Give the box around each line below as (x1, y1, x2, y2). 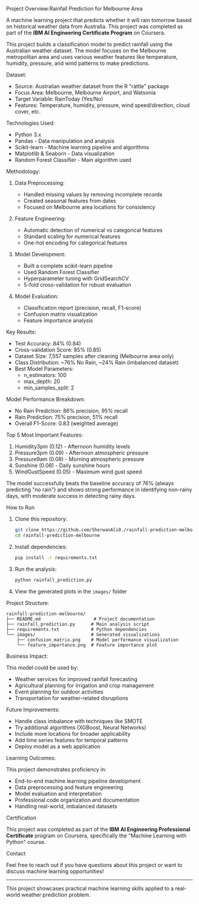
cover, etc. (14, 108, 41, 115)
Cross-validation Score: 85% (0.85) (14, 346, 102, 353)
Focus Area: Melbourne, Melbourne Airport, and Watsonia (14, 89, 156, 96)
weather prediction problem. (21, 891, 91, 898)
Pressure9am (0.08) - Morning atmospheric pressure (14, 456, 145, 463)
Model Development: (14, 251, 66, 258)
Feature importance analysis (23, 317, 93, 324)
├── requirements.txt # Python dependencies (6, 626, 147, 632)
